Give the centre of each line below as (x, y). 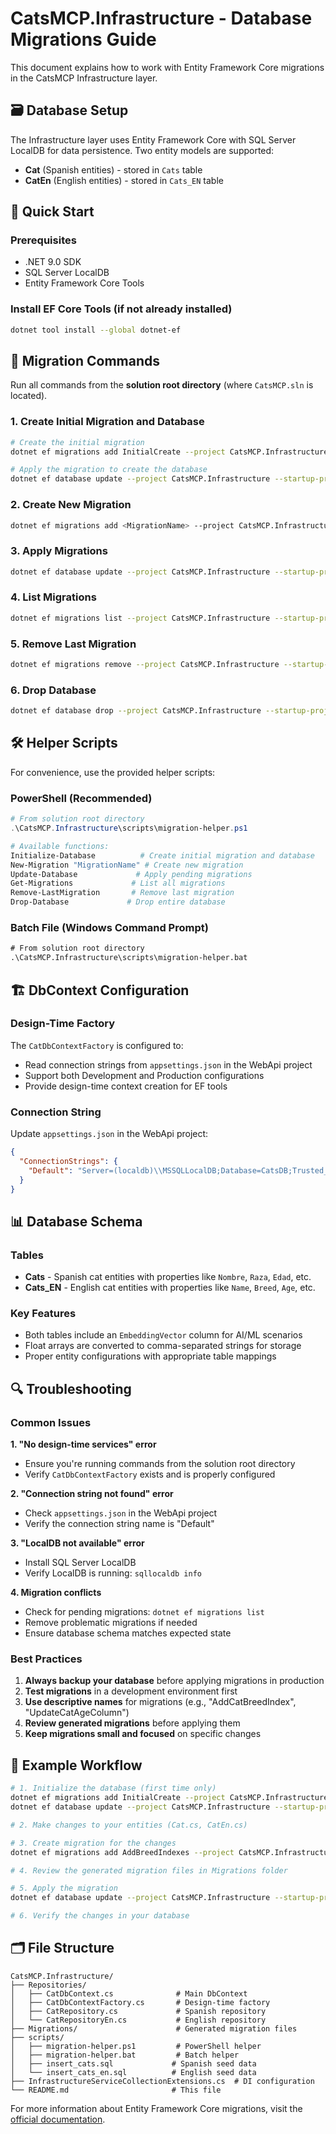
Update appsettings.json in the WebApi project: (109, 1134)
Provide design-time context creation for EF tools (126, 1086)
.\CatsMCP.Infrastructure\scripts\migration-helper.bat (129, 958)
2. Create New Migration (71, 505)
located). (29, 396)
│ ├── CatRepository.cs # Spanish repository (138, 2011)
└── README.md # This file (116, 2090)
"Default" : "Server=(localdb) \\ (95, 1170)
